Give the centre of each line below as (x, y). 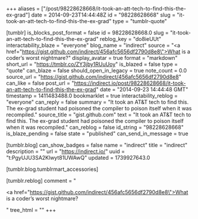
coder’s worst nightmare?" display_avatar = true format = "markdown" (92, 58)
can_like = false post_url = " (40, 83)
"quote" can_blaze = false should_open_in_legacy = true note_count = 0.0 (97, 70)
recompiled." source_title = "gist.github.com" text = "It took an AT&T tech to (99, 115)
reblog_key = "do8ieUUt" (131, 39)
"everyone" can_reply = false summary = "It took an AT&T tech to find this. (98, 102)
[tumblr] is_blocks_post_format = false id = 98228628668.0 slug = (88, 33)
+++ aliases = (23, 9)
